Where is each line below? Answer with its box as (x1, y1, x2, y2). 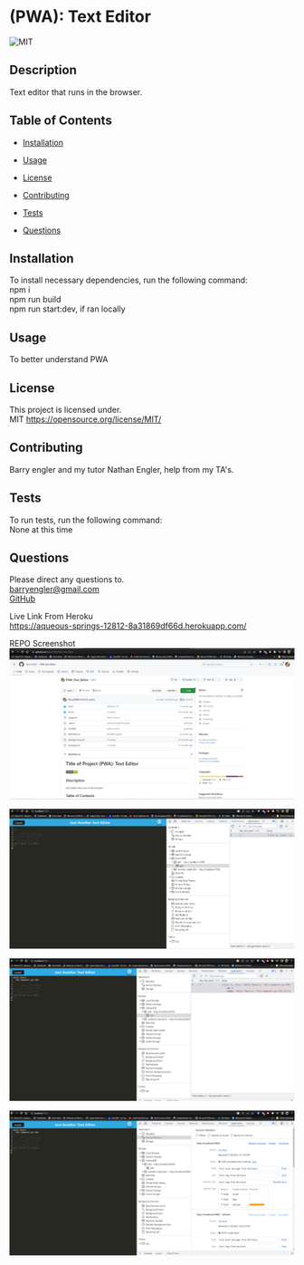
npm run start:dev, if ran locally (9, 303, 126, 314)
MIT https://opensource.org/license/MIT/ (9, 414, 162, 425)
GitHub (9, 593, 36, 604)
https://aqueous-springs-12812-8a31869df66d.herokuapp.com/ (9, 620, 247, 631)
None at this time (9, 523, 73, 535)
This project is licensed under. (9, 405, 122, 415)
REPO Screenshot (9, 638, 76, 649)
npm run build (9, 294, 62, 305)
